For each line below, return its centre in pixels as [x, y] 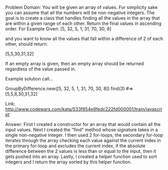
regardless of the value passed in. [41, 69]
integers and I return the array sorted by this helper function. [68, 162]
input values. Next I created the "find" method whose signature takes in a [82, 130]
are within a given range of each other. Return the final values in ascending [83, 23]
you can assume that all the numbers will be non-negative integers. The [80, 13]
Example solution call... [29, 79]
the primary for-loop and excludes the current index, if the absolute [75, 146]
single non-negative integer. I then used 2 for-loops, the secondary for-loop [84, 135]
